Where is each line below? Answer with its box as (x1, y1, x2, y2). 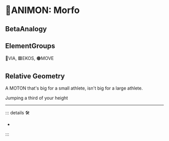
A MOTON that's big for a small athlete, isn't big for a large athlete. (5, 85, 143, 91)
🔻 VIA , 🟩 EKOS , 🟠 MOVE (5, 55, 54, 61)
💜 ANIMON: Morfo (5, 5, 80, 16)
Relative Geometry (5, 72, 65, 80)
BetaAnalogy (5, 25, 47, 33)
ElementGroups (5, 41, 55, 50)
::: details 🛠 (5, 110, 30, 116)
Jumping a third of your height (5, 95, 68, 101)
